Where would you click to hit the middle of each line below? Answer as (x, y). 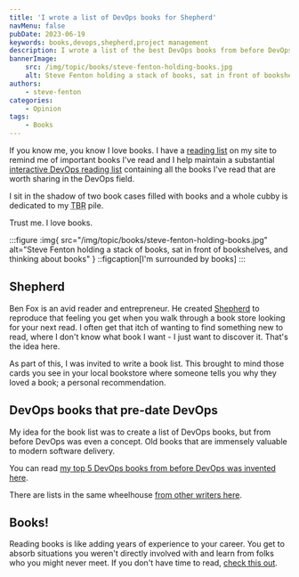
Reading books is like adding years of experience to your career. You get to (147, 544)
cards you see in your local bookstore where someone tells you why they (143, 373)
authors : (25, 84)
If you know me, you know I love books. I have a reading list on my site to (143, 150)
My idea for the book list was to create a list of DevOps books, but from (140, 432)
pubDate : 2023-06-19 (48, 34)
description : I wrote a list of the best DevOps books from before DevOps (151, 51)
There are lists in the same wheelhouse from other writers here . (126, 494)
